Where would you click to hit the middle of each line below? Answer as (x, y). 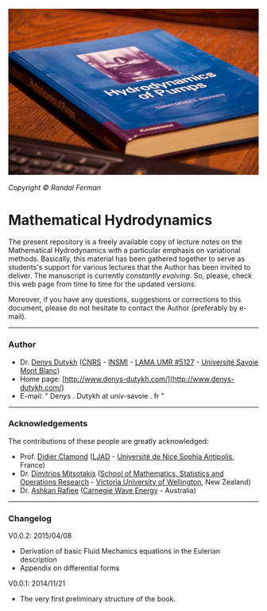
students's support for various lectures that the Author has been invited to (130, 267)
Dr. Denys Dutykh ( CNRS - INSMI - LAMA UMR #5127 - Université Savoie (139, 362)
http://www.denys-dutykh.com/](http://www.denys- (149, 379)
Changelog (30, 518)
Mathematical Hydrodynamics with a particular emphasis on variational (124, 251)
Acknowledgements (48, 424)
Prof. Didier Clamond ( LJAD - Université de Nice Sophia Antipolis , (127, 456)
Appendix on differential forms (70, 568)
